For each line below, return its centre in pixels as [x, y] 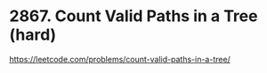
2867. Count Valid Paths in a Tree [133, 16]
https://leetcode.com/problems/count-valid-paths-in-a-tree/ [120, 59]
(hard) [33, 35]
